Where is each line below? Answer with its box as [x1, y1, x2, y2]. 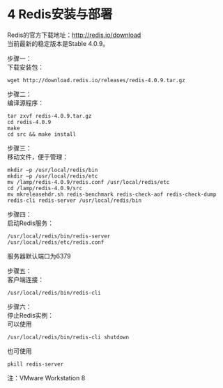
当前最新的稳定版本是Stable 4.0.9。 [7, 39, 109, 47]
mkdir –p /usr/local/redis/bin [7, 166, 98, 173]
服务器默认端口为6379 [7, 251, 71, 260]
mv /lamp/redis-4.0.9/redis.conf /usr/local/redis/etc [7, 178, 170, 185]
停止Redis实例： [7, 311, 54, 319]
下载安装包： [7, 63, 44, 71]
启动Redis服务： [7, 219, 54, 227]
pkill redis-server [7, 360, 64, 368]
